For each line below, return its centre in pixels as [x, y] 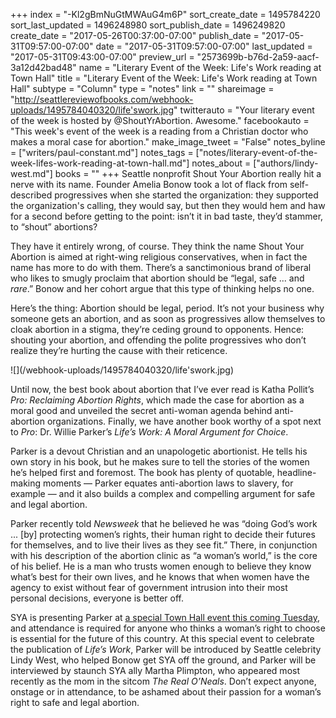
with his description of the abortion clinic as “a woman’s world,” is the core [164, 555]
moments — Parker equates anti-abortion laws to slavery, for [168, 483]
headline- [296, 472]
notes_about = [221, 163]
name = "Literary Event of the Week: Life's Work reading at [200, 67]
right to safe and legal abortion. [75, 702]
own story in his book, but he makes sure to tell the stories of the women [160, 462]
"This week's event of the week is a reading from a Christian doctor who [159, 131]
